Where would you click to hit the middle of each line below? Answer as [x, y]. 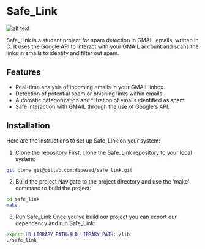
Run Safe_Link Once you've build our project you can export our [96, 217]
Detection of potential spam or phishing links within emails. [89, 94]
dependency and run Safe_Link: [55, 223]
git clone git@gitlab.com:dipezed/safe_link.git [69, 170]
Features [24, 72]
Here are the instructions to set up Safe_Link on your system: [83, 140]
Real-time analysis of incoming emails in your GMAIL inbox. [90, 87]
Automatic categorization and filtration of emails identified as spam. [101, 100]
